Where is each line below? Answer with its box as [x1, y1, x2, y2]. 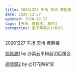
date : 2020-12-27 [5, 12, 41, 17]
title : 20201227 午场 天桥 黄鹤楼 [5, 7, 72, 12]
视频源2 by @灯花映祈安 [5, 61, 55, 67]
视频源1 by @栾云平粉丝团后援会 [5, 51, 71, 57]
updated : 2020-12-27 [5, 16, 48, 21]
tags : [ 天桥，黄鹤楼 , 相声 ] [5, 21, 57, 26]
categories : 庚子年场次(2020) [5, 26, 64, 31]
